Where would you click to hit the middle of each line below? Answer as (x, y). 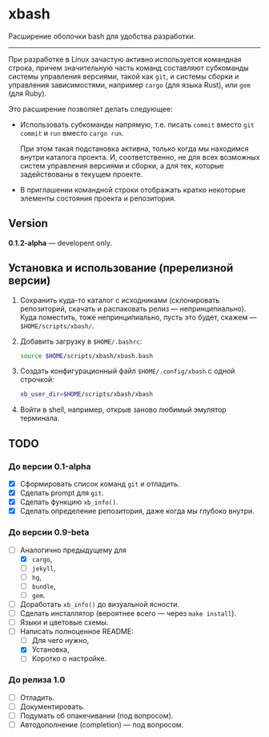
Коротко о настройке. (69, 658)
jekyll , (44, 568)
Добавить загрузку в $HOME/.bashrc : (81, 341)
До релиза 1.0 (37, 680)
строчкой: (37, 380)
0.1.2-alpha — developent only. (60, 242)
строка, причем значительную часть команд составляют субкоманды (129, 67)
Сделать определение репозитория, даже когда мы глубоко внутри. (137, 511)
